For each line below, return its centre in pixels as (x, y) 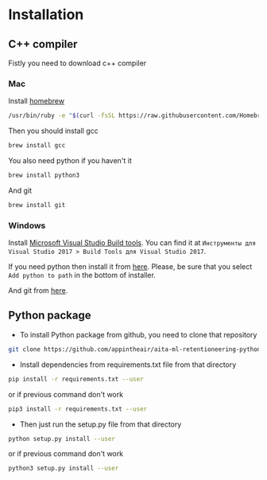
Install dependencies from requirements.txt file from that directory (128, 365)
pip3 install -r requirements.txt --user (78, 409)
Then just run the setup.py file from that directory (101, 424)
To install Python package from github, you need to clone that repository (138, 334)
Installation (46, 15)
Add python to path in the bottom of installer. (82, 275)
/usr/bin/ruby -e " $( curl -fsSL (62, 116)
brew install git (37, 205)
